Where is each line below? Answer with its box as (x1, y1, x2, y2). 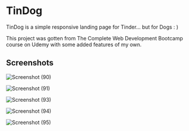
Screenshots (6, 58, 54, 68)
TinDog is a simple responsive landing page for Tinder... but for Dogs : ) (6, 23, 178, 30)
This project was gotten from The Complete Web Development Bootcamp (6, 35, 183, 42)
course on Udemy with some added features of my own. (6, 41, 142, 48)
